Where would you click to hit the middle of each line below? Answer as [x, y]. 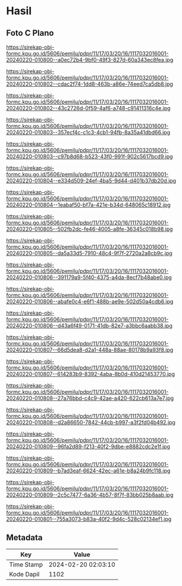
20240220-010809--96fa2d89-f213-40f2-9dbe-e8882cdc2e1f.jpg [88, 446]
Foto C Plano [30, 33]
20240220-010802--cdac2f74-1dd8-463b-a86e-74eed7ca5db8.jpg [90, 84]
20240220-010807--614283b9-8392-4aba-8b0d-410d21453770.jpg [91, 374]
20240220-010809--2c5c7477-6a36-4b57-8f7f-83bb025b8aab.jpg [90, 495]
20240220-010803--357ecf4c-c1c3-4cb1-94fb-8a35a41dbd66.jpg [88, 132]
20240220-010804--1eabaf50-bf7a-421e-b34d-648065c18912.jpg [88, 205]
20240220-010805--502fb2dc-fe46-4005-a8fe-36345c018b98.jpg [90, 229]
